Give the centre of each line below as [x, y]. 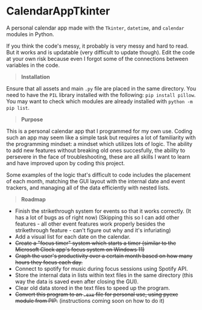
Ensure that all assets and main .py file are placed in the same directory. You [101, 88]
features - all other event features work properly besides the [90, 224]
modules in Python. [30, 34]
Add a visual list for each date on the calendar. [73, 236]
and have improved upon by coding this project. [66, 163]
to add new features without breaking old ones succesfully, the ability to [96, 150]
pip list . [18, 107]
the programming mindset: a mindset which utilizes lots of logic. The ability [99, 144]
